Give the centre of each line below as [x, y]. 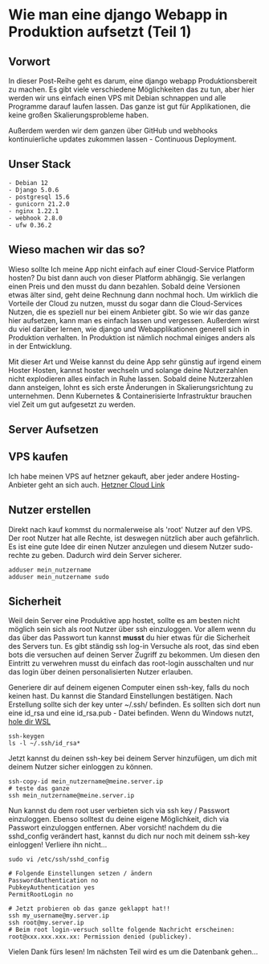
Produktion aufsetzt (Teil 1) [100, 32]
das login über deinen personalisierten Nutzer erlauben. [101, 672]
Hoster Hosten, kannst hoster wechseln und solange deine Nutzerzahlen [128, 370]
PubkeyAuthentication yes [51, 888]
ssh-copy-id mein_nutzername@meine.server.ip [86, 781]
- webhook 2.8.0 [35, 218]
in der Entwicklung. [40, 346]
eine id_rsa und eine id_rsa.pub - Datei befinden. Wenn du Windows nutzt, [131, 713]
